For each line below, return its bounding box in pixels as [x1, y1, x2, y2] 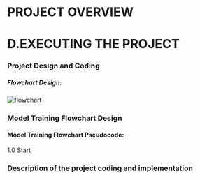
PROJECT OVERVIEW [7, 4, 134, 20]
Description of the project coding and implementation [7, 163, 194, 173]
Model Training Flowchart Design [7, 113, 122, 123]
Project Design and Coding [7, 61, 100, 70]
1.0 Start [7, 146, 31, 154]
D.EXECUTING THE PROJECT [7, 36, 180, 52]
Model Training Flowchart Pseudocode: [7, 130, 124, 139]
